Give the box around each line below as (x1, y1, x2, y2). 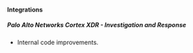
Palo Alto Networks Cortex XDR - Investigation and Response (7, 21, 187, 29)
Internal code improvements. (16, 38, 99, 46)
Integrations (7, 5, 43, 14)
